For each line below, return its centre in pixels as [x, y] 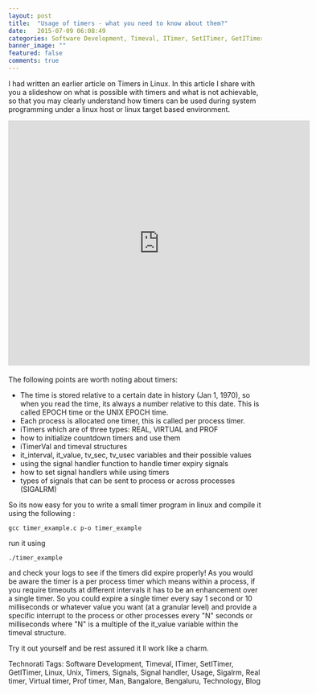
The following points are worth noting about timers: [93, 379]
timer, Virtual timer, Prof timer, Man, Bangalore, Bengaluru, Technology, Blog [135, 680]
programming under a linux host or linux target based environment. [119, 109]
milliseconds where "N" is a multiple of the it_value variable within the [123, 624]
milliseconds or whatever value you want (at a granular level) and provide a [133, 607]
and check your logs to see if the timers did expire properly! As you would [131, 572]
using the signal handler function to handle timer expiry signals [124, 463]
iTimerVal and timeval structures [74, 446]
